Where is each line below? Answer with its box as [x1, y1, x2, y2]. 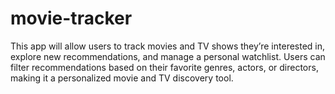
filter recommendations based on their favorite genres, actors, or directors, [10, 61, 319, 73]
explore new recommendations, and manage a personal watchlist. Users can [10, 50, 326, 62]
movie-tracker [10, 7, 133, 30]
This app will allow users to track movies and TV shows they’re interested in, [10, 40, 326, 52]
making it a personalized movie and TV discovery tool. [10, 72, 234, 84]
